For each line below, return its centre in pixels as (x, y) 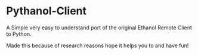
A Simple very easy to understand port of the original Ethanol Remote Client (99, 27)
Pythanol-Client (47, 11)
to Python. (19, 33)
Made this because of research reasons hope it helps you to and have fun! (98, 45)
